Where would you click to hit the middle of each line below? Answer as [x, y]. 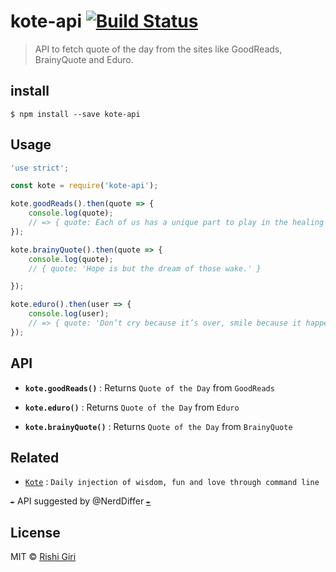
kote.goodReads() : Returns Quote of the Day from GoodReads [149, 387]
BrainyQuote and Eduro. [84, 59]
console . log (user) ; [69, 314]
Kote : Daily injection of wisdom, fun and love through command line [172, 482]
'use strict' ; [40, 168]
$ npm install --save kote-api [75, 114]
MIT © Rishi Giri [43, 557]
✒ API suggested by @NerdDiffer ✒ [81, 501]
